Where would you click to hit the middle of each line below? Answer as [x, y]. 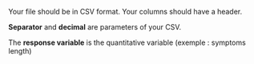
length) [20, 51]
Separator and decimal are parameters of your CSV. [95, 27]
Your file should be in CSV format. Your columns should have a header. [125, 12]
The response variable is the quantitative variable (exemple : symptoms [127, 42]
